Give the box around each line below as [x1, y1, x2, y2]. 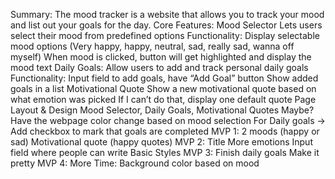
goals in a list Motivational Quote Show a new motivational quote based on [10, 83, 317, 94]
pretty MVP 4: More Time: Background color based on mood [10, 157, 260, 169]
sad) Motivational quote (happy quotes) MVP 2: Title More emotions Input [10, 136, 313, 148]
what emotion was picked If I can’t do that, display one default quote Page [10, 94, 317, 105]
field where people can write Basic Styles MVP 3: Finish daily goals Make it [10, 147, 320, 158]
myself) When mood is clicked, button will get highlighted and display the [10, 51, 312, 63]
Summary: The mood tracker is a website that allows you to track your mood [10, 9, 325, 20]
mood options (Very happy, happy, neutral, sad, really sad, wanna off [10, 40, 295, 52]
